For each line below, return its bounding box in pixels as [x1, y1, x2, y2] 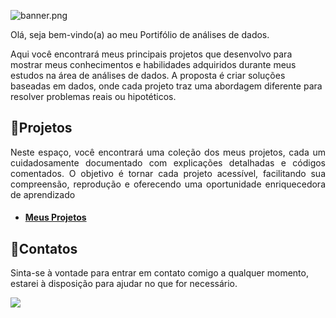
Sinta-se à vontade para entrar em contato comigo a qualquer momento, [10, 267, 309, 279]
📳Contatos [10, 240, 78, 257]
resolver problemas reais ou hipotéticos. [10, 91, 177, 102]
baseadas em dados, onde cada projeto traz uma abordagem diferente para [10, 80, 323, 92]
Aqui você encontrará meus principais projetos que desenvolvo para [10, 48, 293, 60]
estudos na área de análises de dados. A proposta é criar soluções [10, 70, 286, 81]
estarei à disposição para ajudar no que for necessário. [10, 278, 238, 290]
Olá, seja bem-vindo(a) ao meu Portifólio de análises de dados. [10, 29, 270, 40]
